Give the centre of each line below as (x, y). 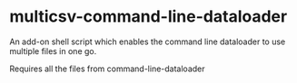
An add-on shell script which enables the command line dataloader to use (148, 41)
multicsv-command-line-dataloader (148, 17)
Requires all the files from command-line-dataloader (107, 69)
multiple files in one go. (53, 51)
